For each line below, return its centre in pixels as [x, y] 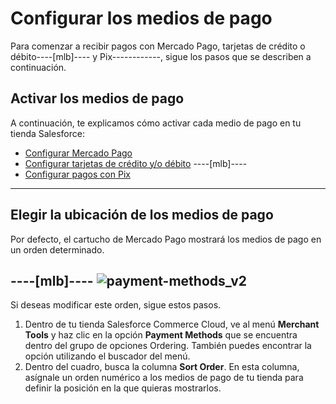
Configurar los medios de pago [141, 18]
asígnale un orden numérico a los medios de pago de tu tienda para [164, 378]
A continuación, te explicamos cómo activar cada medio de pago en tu [156, 123]
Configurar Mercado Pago [78, 153]
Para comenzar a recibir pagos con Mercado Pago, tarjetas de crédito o [158, 46]
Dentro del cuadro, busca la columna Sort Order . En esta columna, [162, 367]
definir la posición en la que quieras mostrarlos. [123, 388]
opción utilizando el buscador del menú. [107, 356]
